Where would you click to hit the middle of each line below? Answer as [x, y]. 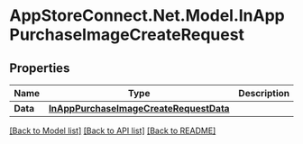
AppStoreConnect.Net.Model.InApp [147, 16]
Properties [40, 68]
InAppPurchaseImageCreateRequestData [139, 108]
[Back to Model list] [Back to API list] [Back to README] [113, 130]
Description [264, 93]
